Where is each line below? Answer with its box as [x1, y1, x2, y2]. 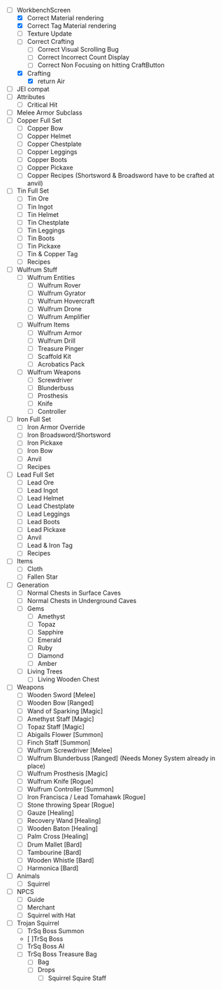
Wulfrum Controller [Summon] [27, 785, 114, 794]
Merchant [27, 903, 55, 912]
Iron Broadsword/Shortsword [27, 431, 111, 439]
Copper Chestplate [27, 140, 82, 149]
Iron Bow [27, 447, 53, 455]
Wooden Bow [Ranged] [27, 699, 94, 707]
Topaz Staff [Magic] [27, 722, 85, 731]
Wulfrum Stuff [16, 265, 57, 274]
